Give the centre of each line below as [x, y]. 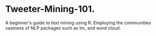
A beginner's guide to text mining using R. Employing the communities [78, 23]
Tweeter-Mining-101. [50, 9]
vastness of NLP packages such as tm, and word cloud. [63, 28]
